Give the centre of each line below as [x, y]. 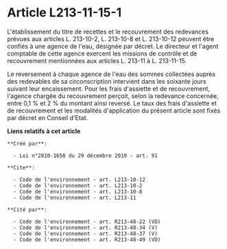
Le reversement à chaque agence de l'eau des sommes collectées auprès [111, 74]
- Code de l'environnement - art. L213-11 [75, 198]
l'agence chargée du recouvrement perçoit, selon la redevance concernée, [113, 96]
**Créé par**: [27, 143]
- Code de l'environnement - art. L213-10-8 [78, 191]
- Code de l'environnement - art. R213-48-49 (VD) [87, 239]
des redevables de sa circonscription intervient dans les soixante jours [107, 81]
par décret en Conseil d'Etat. [48, 117]
